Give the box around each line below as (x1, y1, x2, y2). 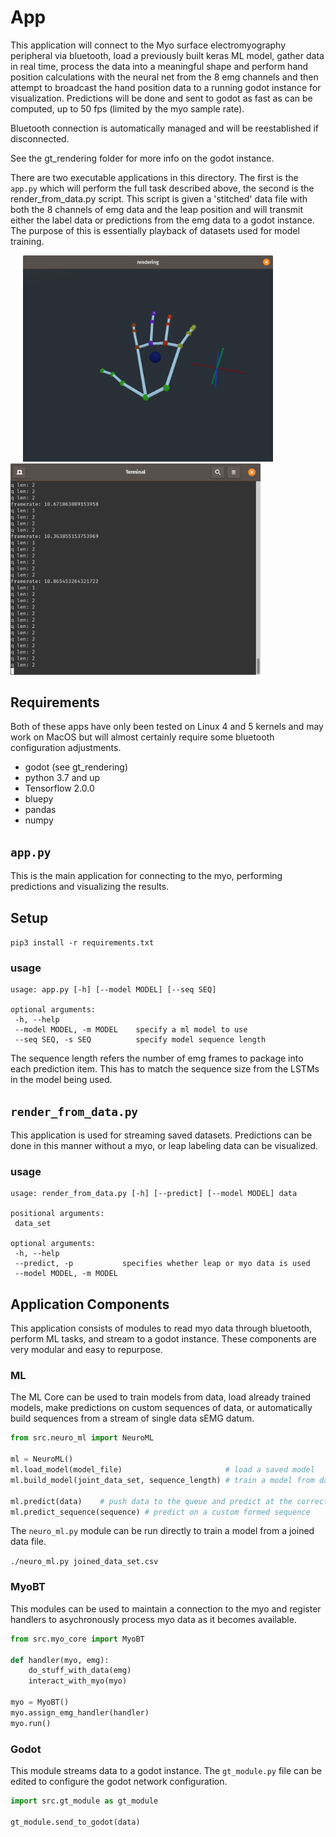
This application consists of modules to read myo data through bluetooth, (10, 1322, 313, 1335)
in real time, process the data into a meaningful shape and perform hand (10, 60, 309, 72)
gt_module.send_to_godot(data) (10, 1817, 141, 1827)
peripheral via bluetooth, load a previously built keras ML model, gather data (10, 49, 325, 61)
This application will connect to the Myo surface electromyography (10, 39, 287, 51)
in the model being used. (10, 1074, 113, 1086)
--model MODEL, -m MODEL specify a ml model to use (14, 1025, 248, 1035)
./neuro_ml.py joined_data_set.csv (10, 1557, 159, 1567)
